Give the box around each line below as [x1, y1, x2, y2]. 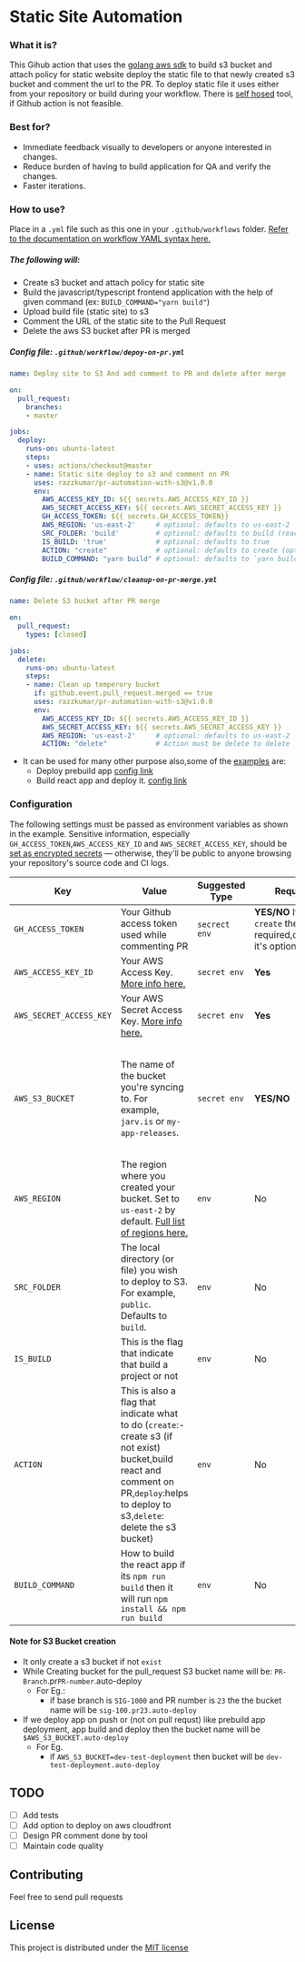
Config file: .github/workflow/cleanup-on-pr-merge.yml [9, 573, 218, 584]
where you [120, 1169, 166, 1182]
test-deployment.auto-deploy [49, 1760, 161, 1770]
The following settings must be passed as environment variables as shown [9, 819, 289, 830]
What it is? [9, 39, 57, 52]
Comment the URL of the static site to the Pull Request [22, 316, 227, 327]
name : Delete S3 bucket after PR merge [9, 597, 161, 606]
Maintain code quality [22, 1840, 104, 1851]
